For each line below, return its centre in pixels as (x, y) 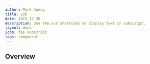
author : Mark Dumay (25, 10)
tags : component (22, 37)
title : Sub (16, 14)
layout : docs (18, 28)
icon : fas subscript (26, 32)
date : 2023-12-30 (23, 19)
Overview (20, 57)
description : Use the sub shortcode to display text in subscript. (75, 23)
